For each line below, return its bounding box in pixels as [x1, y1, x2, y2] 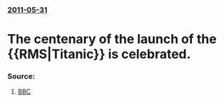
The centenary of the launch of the [7, 31, 217, 47]
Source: [7, 72, 36, 81]
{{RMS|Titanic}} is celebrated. [7, 46, 191, 62]
